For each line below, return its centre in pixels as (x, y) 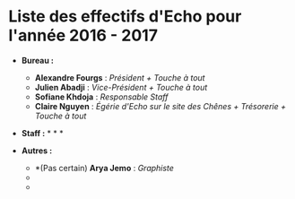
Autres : (37, 151)
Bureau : (38, 60)
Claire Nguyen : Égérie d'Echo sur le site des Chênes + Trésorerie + (160, 106)
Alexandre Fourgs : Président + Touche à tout (120, 77)
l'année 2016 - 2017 (83, 35)
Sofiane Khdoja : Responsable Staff (101, 97)
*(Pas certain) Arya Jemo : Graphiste (104, 168)
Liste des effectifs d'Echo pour (125, 17)
